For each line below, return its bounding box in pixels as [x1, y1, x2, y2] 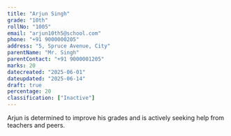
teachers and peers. [7, 121, 65, 129]
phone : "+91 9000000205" [7, 36, 80, 43]
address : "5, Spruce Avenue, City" [7, 43, 111, 50]
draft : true [7, 82, 42, 89]
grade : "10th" [7, 17, 49, 24]
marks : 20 [7, 62, 36, 69]
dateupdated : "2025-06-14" [7, 75, 86, 82]
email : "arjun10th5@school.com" [7, 29, 101, 37]
